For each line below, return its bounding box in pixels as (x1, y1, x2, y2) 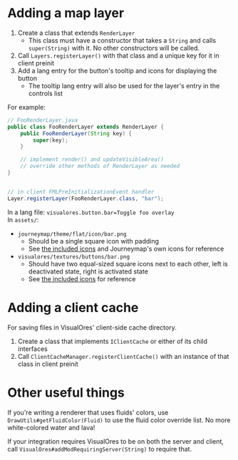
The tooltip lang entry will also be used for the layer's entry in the (28, 81, 220, 90)
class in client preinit (17, 360, 78, 368)
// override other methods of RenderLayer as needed (20, 162, 180, 170)
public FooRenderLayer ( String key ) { (20, 130, 133, 137)
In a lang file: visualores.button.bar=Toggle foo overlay (7, 208, 175, 216)
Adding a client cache (7, 299, 139, 315)
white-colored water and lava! (7, 423, 95, 432)
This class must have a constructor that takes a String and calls (28, 36, 216, 44)
